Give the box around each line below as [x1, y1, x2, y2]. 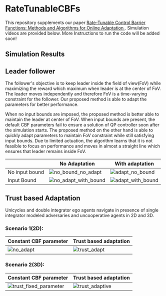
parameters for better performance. [5, 101, 79, 107]
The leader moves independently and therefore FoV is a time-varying [5, 91, 147, 97]
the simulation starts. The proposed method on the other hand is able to [5, 127, 153, 133]
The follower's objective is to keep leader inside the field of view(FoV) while [5, 80, 161, 86]
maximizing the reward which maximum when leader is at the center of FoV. [5, 85, 161, 91]
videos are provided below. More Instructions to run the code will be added [5, 30, 160, 36]
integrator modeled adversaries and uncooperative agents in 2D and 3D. [5, 212, 154, 218]
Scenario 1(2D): [5, 224, 43, 231]
